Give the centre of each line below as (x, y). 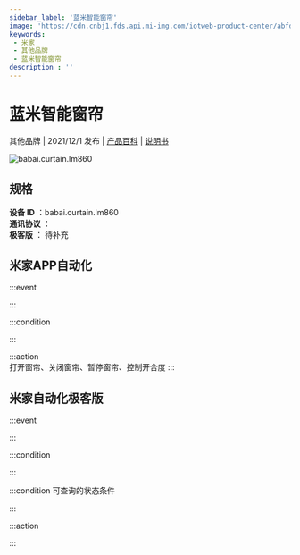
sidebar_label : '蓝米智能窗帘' (63, 17)
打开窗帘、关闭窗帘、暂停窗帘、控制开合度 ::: (92, 367)
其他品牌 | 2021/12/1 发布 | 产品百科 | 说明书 (89, 140)
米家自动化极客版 (56, 398)
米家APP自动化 (50, 266)
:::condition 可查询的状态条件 (62, 491)
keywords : (28, 34)
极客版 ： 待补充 (39, 234)
